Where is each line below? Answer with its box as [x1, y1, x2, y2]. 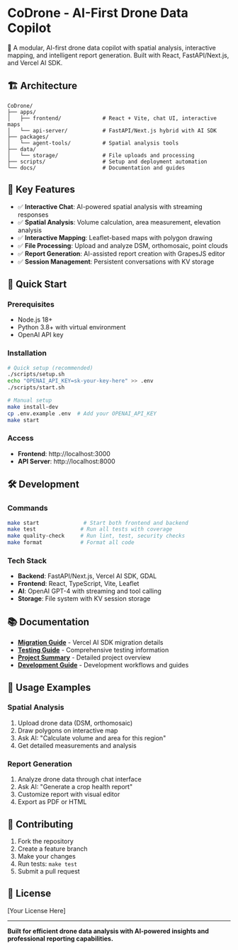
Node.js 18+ [17, 315, 53, 324]
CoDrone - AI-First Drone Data [7, 5, 189, 21]
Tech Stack [7, 555, 47, 565]
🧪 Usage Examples [7, 682, 91, 694]
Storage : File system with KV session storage [17, 594, 151, 603]
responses [17, 210, 49, 219]
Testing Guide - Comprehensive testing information [17, 646, 169, 655]
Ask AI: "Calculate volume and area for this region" [17, 733, 166, 742]
